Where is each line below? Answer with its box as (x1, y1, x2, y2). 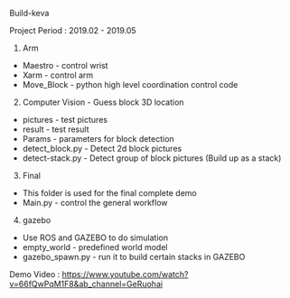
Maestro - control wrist (22, 61, 108, 70)
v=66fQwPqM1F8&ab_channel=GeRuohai (9, 279, 164, 289)
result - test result (22, 124, 89, 135)
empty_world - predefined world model (22, 242, 168, 252)
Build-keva (9, 8, 50, 18)
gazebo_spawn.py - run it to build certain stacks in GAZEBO (22, 252, 246, 262)
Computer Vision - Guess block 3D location (22, 97, 184, 107)
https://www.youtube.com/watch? (61, 269, 189, 279)
